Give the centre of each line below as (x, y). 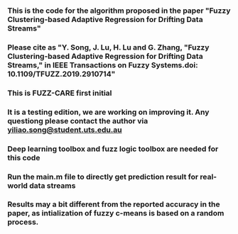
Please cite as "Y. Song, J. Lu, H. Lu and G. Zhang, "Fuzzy (108, 47)
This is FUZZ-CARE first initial (60, 93)
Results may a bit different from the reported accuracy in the (114, 204)
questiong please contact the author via (78, 121)
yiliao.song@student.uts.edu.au (65, 130)
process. (23, 222)
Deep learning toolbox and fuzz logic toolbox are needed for (113, 149)
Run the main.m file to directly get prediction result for (103, 177)
